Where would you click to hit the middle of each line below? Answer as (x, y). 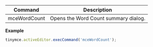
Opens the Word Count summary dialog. (98, 18)
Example (15, 30)
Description (98, 10)
